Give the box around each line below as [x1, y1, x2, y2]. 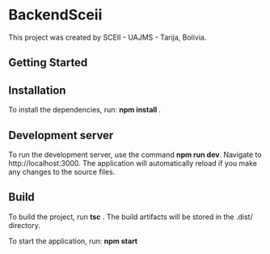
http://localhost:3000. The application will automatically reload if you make [8, 158, 257, 167]
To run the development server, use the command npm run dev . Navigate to [8, 150, 262, 159]
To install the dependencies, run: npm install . [8, 105, 162, 115]
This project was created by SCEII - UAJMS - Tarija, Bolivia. [8, 32, 207, 42]
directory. [8, 220, 40, 230]
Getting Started [8, 56, 88, 70]
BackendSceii [8, 6, 103, 24]
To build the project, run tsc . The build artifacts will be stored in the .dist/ [8, 212, 253, 222]
